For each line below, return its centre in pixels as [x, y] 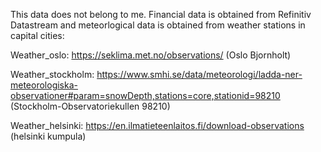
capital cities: [37, 35]
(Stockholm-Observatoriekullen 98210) [90, 106]
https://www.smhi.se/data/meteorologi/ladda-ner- [199, 74]
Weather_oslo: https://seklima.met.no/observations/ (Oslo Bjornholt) [151, 55]
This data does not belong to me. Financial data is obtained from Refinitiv [161, 14]
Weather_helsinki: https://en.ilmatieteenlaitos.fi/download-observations [157, 125]
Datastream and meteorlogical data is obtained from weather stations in [158, 25]
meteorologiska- [44, 85]
